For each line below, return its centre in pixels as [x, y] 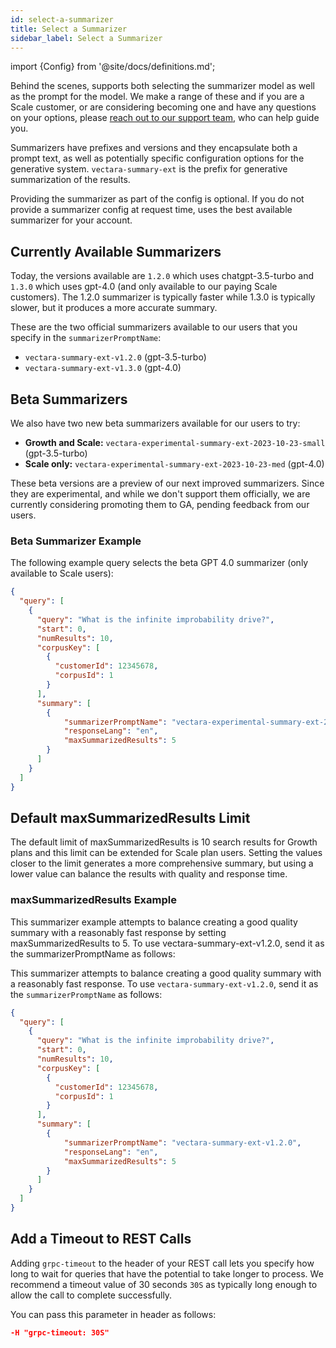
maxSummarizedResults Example [93, 900]
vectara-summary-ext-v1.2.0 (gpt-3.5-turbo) [115, 357]
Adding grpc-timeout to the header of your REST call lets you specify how [162, 1263]
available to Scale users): [62, 573]
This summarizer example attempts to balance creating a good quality [154, 922]
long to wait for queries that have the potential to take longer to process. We [167, 1273]
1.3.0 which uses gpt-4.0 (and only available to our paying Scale [144, 287]
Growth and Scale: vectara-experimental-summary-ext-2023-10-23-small [175, 442]
